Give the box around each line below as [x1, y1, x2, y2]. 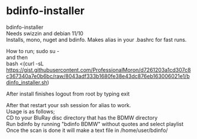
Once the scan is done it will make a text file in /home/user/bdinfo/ [6, 127, 168, 134]
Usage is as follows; [6, 108, 55, 115]
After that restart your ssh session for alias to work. [6, 101, 131, 108]
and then [6, 54, 28, 61]
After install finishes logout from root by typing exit [6, 90, 130, 97]
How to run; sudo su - [6, 47, 60, 54]
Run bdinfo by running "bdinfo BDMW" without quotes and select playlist [6, 120, 184, 127]
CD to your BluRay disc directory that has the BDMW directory [6, 114, 158, 121]
